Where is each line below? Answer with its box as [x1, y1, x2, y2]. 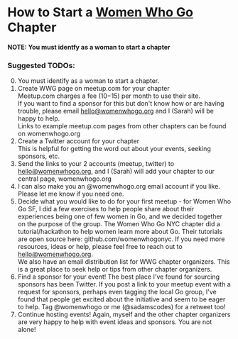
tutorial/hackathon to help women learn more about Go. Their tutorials [17, 228, 222, 236]
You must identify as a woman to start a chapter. [17, 77, 160, 85]
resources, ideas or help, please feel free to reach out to [17, 243, 183, 251]
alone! [17, 326, 36, 334]
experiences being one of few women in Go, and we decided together [17, 212, 222, 221]
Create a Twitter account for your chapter [17, 137, 140, 145]
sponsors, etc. [17, 152, 60, 160]
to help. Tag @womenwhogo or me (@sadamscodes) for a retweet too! [17, 303, 226, 311]
